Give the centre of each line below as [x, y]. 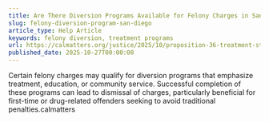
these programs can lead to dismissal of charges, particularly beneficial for [132, 92]
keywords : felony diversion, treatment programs [91, 38]
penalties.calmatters [42, 109]
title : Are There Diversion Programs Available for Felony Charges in [128, 16]
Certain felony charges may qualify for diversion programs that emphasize [131, 75]
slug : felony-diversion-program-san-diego [80, 23]
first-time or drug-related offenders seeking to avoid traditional [112, 101]
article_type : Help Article [55, 30]
